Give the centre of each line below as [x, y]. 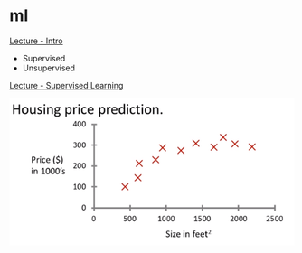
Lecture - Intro [36, 41]
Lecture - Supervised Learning [66, 85]
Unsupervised [48, 68]
